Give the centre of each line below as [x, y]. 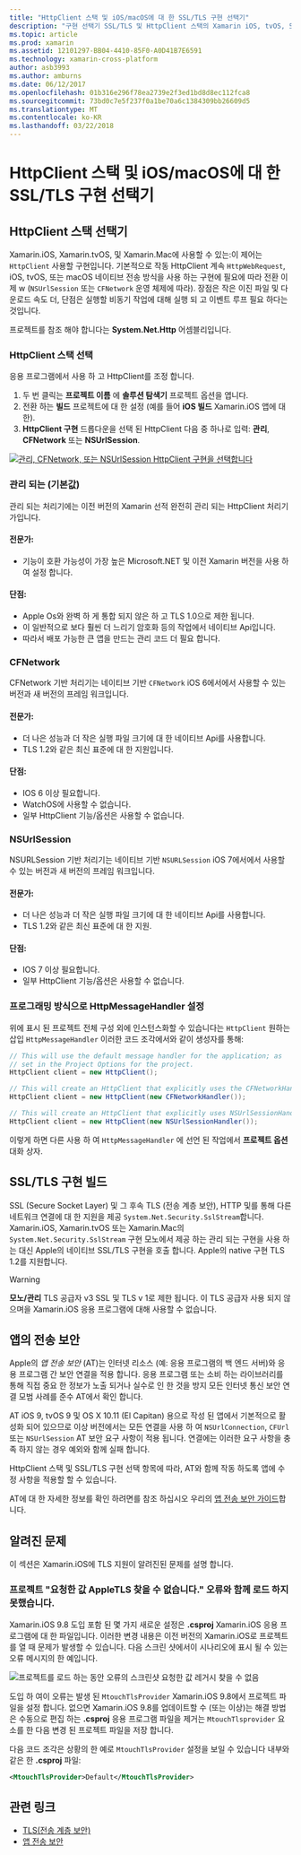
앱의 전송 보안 [45, 1340]
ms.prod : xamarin [42, 43]
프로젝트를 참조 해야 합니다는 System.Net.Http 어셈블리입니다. [120, 329]
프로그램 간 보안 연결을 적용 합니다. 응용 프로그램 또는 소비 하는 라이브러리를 [151, 1374]
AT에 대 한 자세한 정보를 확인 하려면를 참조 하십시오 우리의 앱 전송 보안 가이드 [144, 1499]
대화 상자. [26, 1151]
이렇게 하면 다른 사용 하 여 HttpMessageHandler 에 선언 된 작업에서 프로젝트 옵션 [149, 1140]
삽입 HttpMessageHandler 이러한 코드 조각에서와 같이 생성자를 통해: [127, 1039]
